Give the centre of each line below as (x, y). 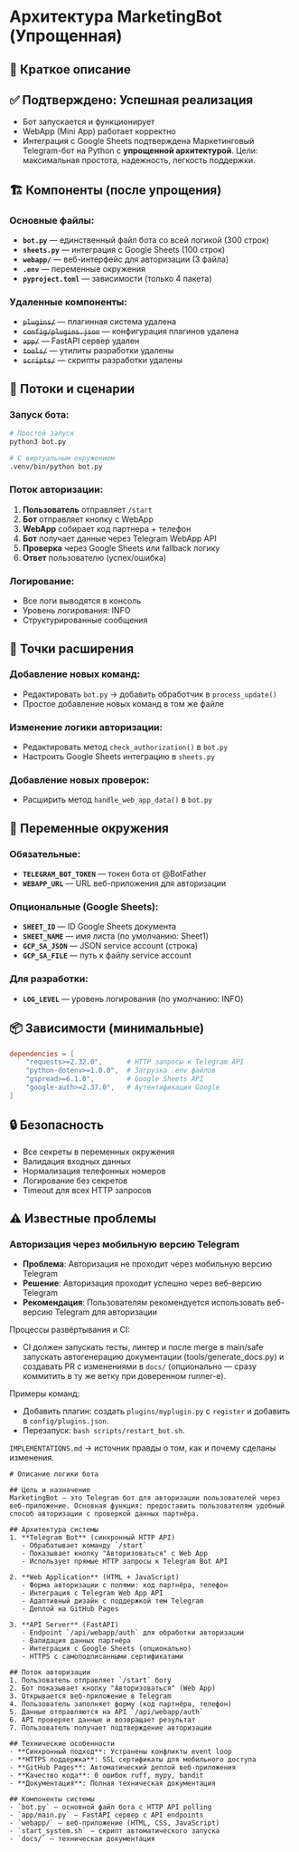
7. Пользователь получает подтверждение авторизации (111, 1728)
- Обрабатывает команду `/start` (84, 1546)
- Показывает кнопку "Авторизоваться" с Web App (114, 1554)
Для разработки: (49, 979)
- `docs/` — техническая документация (82, 1839)
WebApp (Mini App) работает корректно (99, 131)
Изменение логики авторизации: (86, 727)
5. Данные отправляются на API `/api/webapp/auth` (107, 1712)
